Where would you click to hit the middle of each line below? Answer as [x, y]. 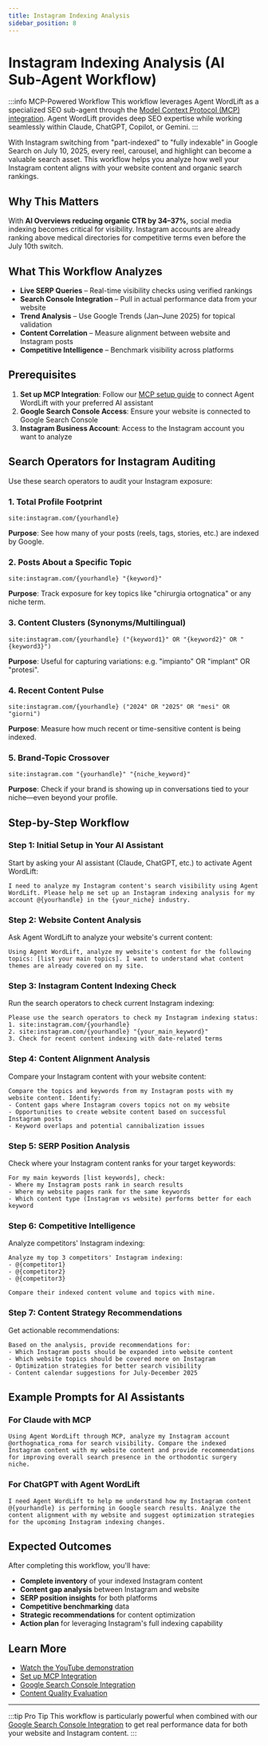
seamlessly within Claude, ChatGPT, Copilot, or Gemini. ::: [103, 127]
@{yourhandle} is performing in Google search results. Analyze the [124, 1508]
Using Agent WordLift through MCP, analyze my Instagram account [119, 1437]
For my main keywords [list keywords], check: [87, 1178]
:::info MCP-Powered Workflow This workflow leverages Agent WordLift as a [134, 101]
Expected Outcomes [60, 1547]
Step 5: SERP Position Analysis [69, 1146]
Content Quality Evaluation [63, 1693]
